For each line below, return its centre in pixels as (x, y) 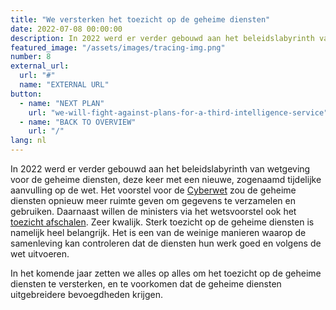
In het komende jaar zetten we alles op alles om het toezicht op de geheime (166, 273)
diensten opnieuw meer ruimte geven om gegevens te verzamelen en (153, 200)
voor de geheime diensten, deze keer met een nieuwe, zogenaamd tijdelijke (166, 179)
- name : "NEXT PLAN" (62, 103)
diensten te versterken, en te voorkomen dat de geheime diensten (146, 284)
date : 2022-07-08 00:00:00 (66, 29)
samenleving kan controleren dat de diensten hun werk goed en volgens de (166, 243)
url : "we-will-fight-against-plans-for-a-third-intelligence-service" (178, 112)
